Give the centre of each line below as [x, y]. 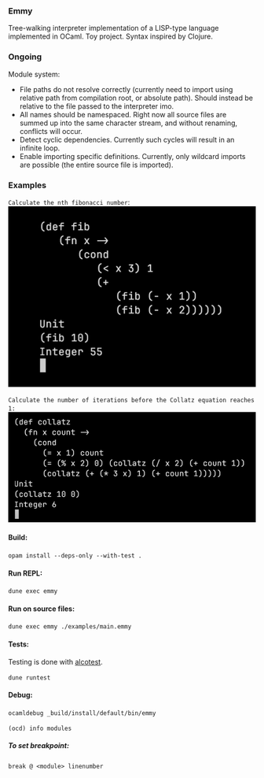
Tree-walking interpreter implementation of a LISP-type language [114, 28]
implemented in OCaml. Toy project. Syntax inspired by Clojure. [111, 36]
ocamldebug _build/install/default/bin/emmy [82, 713]
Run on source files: [42, 609]
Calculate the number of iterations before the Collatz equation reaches [132, 400]
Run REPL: [26, 573]
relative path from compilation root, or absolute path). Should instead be [136, 98]
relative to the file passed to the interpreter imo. [97, 106]
